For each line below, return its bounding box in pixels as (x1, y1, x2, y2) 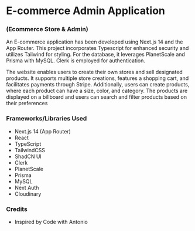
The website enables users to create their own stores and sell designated (6, 69, 183, 76)
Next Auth (14, 184, 39, 191)
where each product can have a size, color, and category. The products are (6, 87, 188, 95)
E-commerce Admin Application (6, 4, 165, 18)
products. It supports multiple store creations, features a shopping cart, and (6, 75, 189, 82)
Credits (6, 205, 28, 213)
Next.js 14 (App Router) (14, 128, 71, 135)
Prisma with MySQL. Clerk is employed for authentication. (6, 57, 145, 64)
